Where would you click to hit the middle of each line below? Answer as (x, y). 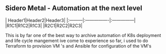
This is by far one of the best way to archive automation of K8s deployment (83, 35)
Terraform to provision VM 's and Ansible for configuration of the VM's (78, 46)
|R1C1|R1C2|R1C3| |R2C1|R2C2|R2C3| (44, 25)
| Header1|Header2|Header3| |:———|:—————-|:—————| (70, 20)
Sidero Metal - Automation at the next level (74, 8)
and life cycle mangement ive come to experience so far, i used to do (77, 40)
